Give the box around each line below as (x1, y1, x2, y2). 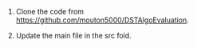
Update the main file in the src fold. (15, 31, 132, 40)
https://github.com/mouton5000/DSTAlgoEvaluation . (15, 15, 189, 25)
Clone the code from (15, 7, 85, 16)
